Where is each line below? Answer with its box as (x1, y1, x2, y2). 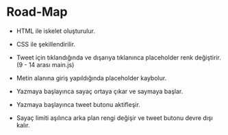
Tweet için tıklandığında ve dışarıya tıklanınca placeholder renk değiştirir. (16, 53, 222, 62)
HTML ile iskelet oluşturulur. (16, 27, 95, 35)
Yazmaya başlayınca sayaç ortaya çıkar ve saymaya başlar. (16, 87, 183, 95)
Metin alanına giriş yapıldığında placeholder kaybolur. (16, 73, 167, 82)
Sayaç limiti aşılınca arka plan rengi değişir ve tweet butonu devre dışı (16, 114, 213, 122)
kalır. (16, 121, 30, 129)
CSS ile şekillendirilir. (16, 40, 76, 48)
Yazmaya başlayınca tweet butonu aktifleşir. (16, 100, 141, 108)
